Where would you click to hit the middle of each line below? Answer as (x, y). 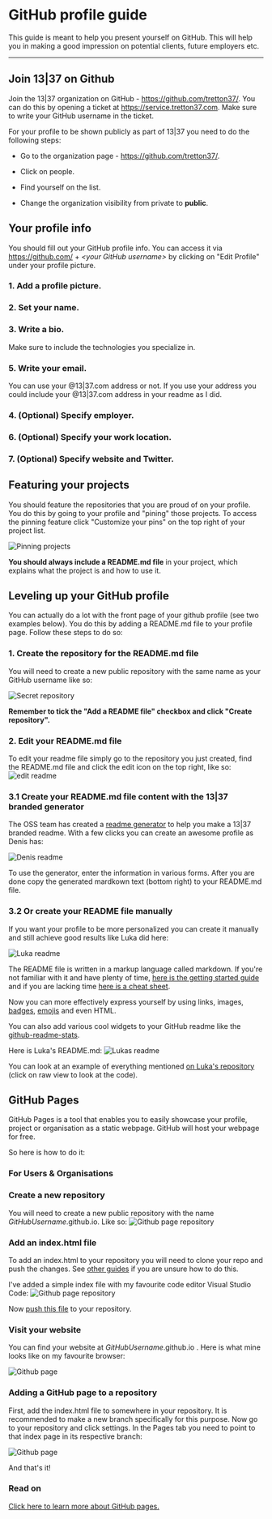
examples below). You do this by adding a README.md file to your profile (130, 624)
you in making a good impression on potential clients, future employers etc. (134, 45)
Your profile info (50, 228)
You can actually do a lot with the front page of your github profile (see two (134, 615)
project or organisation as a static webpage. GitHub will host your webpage (134, 1129)
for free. (22, 1137)
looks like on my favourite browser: (67, 1356)
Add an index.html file (53, 1243)
